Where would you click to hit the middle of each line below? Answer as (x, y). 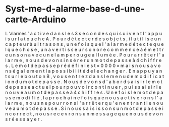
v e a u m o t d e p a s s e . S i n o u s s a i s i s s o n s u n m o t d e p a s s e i (84, 108)
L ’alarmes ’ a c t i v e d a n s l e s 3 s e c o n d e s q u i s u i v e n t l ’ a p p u (84, 33)
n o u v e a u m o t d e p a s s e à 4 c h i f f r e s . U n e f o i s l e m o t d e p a (84, 92)
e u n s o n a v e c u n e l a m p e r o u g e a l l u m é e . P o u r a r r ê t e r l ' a (85, 55)
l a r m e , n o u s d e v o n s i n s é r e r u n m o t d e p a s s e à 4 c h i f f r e (83, 60)
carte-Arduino (36, 19)
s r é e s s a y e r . (24, 119)
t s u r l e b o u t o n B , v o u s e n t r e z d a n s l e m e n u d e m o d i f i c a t (85, 76)
